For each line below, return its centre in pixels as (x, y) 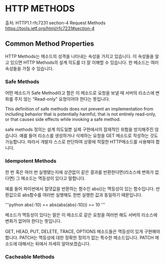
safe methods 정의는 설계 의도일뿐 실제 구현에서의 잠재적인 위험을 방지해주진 (79, 130)
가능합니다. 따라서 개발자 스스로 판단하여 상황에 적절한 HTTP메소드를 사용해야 (80, 142)
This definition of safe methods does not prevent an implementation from (79, 109)
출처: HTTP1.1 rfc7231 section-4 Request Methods (55, 23)
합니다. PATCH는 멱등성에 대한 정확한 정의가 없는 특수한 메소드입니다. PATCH (80, 238)
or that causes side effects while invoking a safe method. (63, 119)
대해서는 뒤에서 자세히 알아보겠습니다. (54, 244)
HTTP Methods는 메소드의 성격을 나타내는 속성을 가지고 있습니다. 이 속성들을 (80, 56)
